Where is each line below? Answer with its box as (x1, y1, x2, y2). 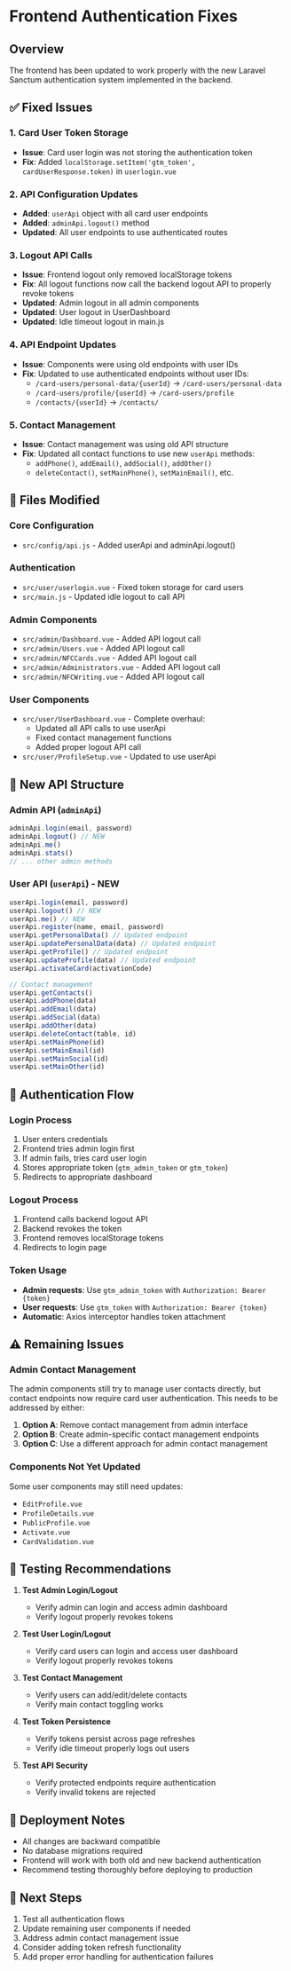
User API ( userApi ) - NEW (9, 878, 120, 890)
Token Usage (9, 1265, 67, 1277)
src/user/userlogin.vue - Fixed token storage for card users (21, 581, 244, 592)
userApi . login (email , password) (9, 898, 129, 907)
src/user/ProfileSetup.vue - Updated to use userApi (21, 752, 216, 762)
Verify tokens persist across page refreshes (35, 1733, 196, 1745)
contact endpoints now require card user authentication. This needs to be (9, 1393, 279, 1404)
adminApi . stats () (9, 848, 74, 857)
